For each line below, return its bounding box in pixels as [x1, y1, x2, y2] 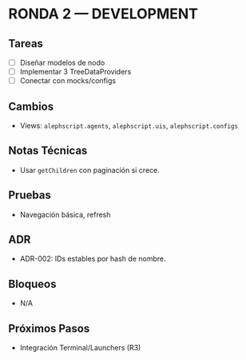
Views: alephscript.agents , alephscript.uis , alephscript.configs [19, 121, 238, 130]
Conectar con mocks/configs [19, 76, 117, 86]
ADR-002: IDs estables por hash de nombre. [19, 254, 166, 264]
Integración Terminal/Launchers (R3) [19, 343, 141, 353]
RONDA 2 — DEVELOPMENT [8, 5, 198, 23]
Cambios [8, 99, 54, 113]
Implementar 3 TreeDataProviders [19, 67, 132, 77]
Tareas [8, 37, 44, 50]
